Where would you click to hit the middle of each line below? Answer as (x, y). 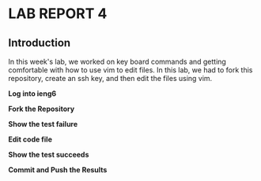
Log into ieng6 (32, 94)
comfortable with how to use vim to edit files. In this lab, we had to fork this (130, 70)
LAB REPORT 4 (58, 14)
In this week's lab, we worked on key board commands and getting (117, 61)
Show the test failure (43, 124)
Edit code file (30, 139)
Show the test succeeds (49, 155)
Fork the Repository (42, 109)
